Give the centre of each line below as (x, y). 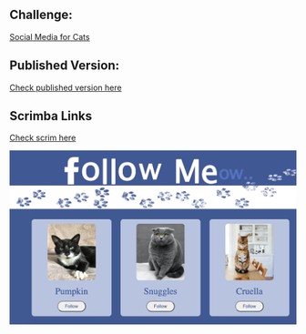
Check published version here (66, 87)
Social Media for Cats (50, 36)
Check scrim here (43, 138)
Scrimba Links (51, 116)
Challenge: (41, 15)
